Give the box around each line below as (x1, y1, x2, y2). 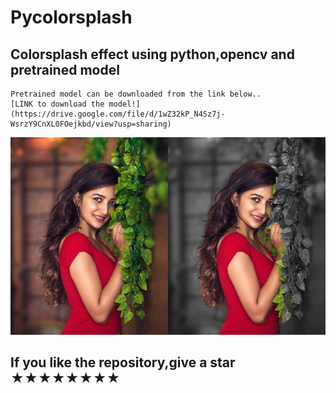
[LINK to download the (10, 99, 105, 109)
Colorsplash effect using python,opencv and (10, 46, 295, 63)
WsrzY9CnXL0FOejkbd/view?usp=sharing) (10, 119, 172, 129)
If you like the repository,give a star (10, 354, 236, 371)
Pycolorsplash (10, 6, 133, 29)
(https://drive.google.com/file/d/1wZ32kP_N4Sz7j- (10, 109, 226, 119)
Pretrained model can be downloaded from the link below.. (10, 89, 262, 99)
